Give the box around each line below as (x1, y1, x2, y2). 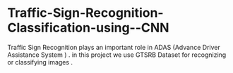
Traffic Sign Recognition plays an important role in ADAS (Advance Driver (7, 43, 220, 51)
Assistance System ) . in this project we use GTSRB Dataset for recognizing (7, 51, 227, 59)
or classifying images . (7, 58, 73, 66)
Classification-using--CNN (7, 20, 169, 36)
